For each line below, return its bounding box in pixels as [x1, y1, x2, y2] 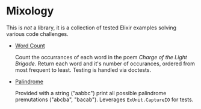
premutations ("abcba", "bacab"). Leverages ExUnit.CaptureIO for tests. [14, 96, 194, 103]
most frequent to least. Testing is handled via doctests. [14, 66, 152, 73]
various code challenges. [6, 30, 69, 37]
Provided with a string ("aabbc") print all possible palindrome [14, 89, 167, 96]
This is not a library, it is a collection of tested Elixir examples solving [6, 24, 176, 31]
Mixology [6, 4, 54, 18]
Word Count [14, 42, 45, 49]
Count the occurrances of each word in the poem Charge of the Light [14, 53, 188, 60]
